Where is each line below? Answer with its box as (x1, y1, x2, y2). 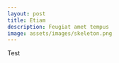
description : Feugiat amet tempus (7, 23, 110, 30)
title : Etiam (7, 17, 46, 24)
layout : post (7, 10, 46, 17)
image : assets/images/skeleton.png (7, 29, 113, 37)
